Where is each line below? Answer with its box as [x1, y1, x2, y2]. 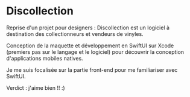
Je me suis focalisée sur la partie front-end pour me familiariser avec [6, 66, 178, 73]
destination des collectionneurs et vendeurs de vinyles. [6, 30, 144, 37]
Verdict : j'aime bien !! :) [6, 84, 65, 91]
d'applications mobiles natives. [6, 54, 83, 62]
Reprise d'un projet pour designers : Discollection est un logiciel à [6, 24, 170, 31]
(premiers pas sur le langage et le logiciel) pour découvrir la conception [6, 48, 185, 55]
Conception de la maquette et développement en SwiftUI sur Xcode [6, 42, 174, 49]
